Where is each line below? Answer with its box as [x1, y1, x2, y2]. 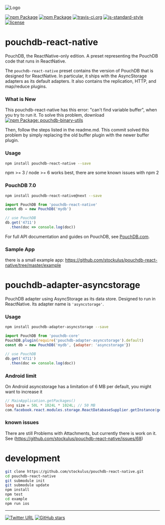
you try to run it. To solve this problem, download [5, 112, 105, 118]
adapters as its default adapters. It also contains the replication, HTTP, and [5, 78, 156, 84]
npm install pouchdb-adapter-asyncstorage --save [5, 325, 109, 329]
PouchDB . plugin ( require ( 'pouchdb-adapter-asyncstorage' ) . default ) [5, 338, 144, 343]
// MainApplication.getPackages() [5, 398, 76, 403]
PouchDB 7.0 [5, 182, 36, 189]
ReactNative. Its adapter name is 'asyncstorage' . [5, 301, 104, 307]
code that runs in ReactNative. [5, 58, 66, 64]
